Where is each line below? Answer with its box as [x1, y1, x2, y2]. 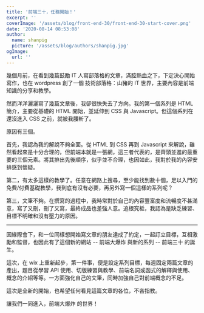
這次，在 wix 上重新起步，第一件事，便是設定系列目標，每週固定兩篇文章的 [6, 259, 194, 266]
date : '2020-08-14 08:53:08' [6, 26, 80, 32]
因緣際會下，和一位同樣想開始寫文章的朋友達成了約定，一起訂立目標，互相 [6, 230, 192, 238]
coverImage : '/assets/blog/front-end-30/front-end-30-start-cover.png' [6, 20, 191, 26]
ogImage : [6, 49, 29, 55]
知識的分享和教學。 [6, 86, 55, 94]
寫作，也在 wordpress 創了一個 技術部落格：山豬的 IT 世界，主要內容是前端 [6, 79, 194, 86]
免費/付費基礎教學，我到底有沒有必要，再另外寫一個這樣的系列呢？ [6, 184, 174, 191]
